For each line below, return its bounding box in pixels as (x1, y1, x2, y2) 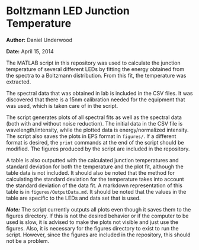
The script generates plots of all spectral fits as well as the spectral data (6, 114, 182, 121)
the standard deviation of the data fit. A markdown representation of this (6, 182, 182, 189)
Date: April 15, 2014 (6, 47, 54, 55)
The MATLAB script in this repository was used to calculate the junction (6, 59, 181, 66)
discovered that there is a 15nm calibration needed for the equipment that (6, 96, 185, 103)
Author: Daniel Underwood (6, 36, 73, 43)
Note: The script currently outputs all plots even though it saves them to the (6, 206, 191, 213)
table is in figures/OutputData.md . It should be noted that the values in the (6, 188, 187, 195)
